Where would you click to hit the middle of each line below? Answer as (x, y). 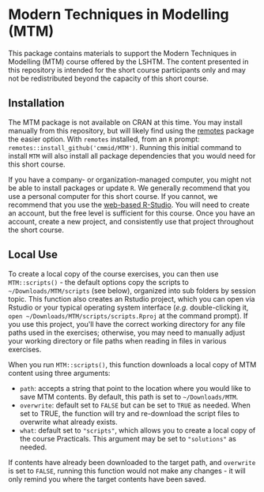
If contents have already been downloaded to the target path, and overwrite (132, 462)
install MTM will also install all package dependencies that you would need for (132, 156)
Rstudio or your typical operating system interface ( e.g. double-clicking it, (128, 307)
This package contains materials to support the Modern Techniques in (123, 53)
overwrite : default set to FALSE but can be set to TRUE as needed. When (135, 405)
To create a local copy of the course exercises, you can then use (113, 273)
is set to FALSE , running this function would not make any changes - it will (127, 471)
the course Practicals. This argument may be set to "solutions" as (128, 438)
